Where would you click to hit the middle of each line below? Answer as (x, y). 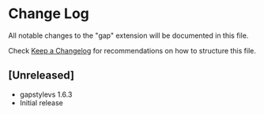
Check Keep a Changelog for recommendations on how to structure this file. (132, 50)
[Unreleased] (41, 75)
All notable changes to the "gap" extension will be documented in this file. (128, 35)
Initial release (41, 102)
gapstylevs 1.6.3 (46, 94)
